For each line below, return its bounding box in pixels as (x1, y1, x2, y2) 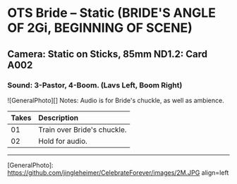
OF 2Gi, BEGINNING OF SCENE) (7, 20, 193, 36)
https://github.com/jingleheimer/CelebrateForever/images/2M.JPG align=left (7, 168, 229, 177)
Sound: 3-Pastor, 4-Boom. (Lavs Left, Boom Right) (7, 80, 183, 90)
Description (38, 113, 79, 123)
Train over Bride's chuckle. (38, 125, 127, 135)
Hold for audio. (38, 136, 88, 146)
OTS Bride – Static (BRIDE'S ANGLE (7, 5, 217, 21)
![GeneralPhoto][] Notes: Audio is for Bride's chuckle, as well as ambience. (7, 96, 224, 104)
